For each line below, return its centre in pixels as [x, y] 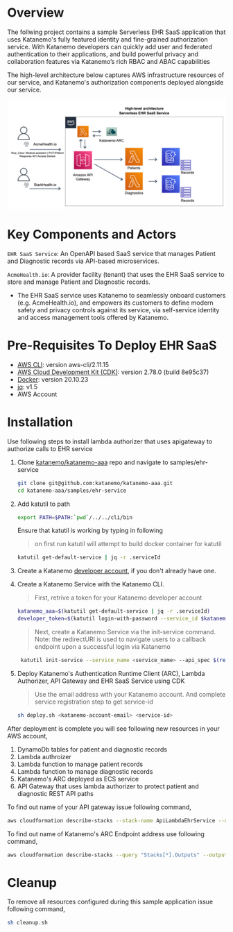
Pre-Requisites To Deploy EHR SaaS [112, 346]
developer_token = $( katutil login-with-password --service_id [107, 619]
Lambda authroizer [44, 756]
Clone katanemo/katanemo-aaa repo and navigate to [93, 462]
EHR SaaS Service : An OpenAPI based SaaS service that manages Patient [112, 253]
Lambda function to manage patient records [80, 764]
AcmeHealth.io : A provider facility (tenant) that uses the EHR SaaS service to [116, 274]
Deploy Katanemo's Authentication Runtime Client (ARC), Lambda [111, 673]
